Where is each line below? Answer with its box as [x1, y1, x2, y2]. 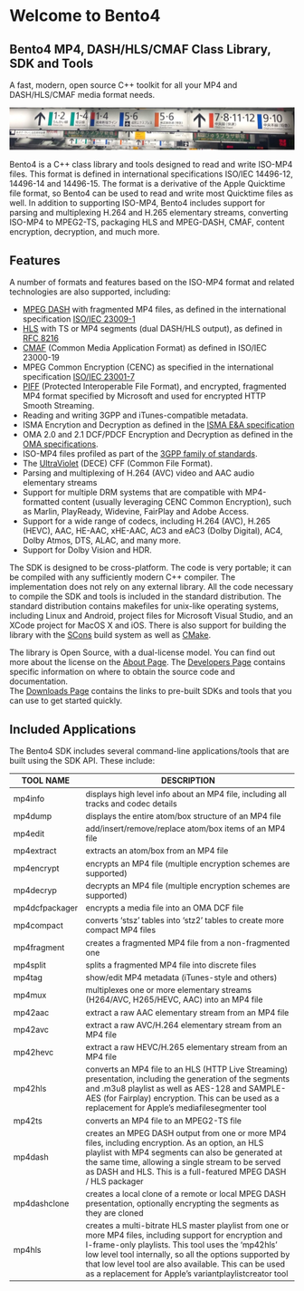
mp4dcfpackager [13, 902, 79, 913]
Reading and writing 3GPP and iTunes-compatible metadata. [22, 409, 249, 421]
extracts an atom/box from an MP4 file [85, 845, 229, 856]
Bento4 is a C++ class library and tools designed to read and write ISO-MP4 [9, 159, 293, 170]
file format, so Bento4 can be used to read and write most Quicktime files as [9, 188, 294, 199]
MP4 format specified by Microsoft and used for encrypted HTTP [22, 390, 267, 401]
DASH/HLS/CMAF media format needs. [9, 90, 156, 100]
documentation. [9, 676, 69, 687]
